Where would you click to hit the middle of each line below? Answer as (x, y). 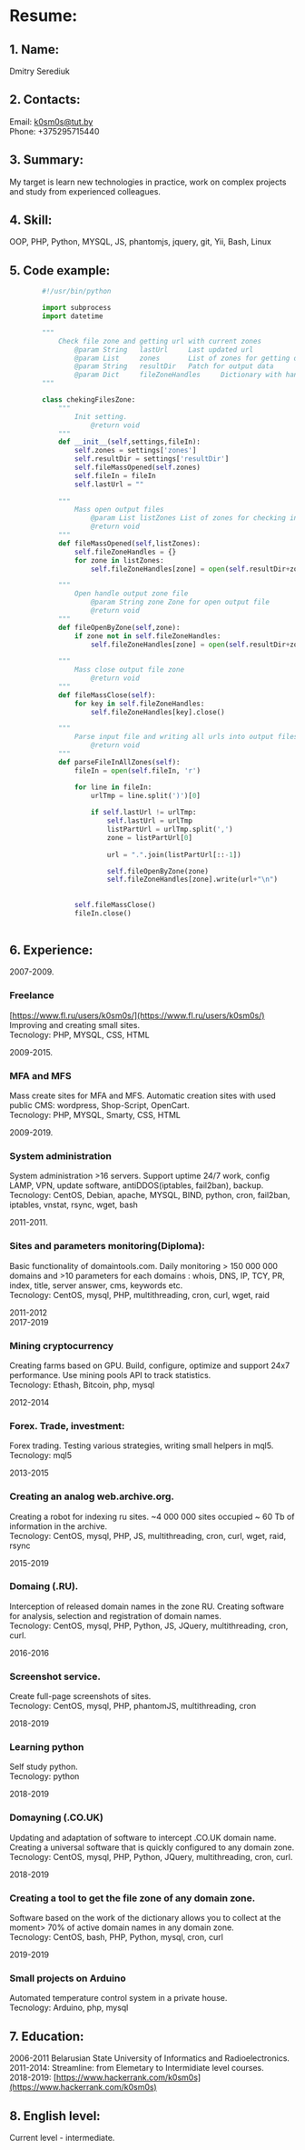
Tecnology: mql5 (41, 1455)
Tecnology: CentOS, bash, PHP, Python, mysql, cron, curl (117, 1937)
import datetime (73, 316)
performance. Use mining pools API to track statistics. (110, 1375)
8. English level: (55, 2116)
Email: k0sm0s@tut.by (51, 121)
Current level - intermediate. (62, 2137)
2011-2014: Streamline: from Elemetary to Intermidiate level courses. (137, 2068)
